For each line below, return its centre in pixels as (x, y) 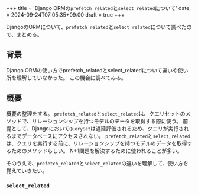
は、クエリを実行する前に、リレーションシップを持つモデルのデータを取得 (97, 143)
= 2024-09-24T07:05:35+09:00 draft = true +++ (66, 15)
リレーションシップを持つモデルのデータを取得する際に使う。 (107, 121)
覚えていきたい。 (27, 171)
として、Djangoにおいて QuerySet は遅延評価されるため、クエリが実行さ (98, 128)
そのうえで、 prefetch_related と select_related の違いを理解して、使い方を (97, 163)
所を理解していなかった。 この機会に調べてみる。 (66, 78)
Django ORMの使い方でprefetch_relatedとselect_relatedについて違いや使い (97, 70)
